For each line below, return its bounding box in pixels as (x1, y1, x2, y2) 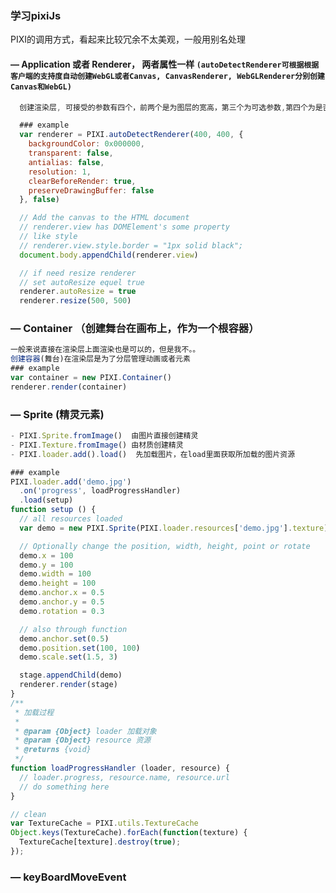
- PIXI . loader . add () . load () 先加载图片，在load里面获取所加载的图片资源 (10, 449, 296, 459)
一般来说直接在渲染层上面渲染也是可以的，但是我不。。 (10, 345, 201, 355)
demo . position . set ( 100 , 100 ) (19, 643, 141, 653)
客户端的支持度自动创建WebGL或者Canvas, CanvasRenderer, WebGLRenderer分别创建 (10, 71, 325, 81)
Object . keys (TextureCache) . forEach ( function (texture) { (10, 828, 248, 838)
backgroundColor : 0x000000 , (28, 139, 145, 149)
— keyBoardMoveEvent (10, 870, 127, 884)
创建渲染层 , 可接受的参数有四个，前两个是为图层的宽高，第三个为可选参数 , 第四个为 (19, 102, 316, 112)
